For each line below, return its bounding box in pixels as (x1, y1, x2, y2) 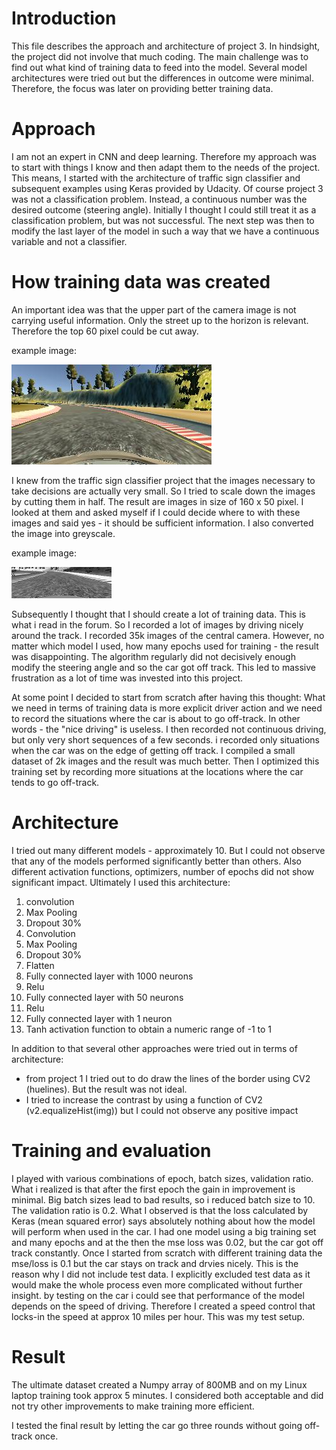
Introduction (11, 7, 117, 30)
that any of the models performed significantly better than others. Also (11, 855, 303, 867)
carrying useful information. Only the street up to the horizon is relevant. (11, 314, 309, 326)
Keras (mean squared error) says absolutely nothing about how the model (11, 1215, 316, 1227)
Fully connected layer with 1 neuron (25, 1012, 173, 1024)
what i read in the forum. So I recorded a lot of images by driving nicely (11, 618, 304, 631)
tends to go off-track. (11, 776, 100, 788)
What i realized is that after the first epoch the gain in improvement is (11, 1183, 296, 1195)
